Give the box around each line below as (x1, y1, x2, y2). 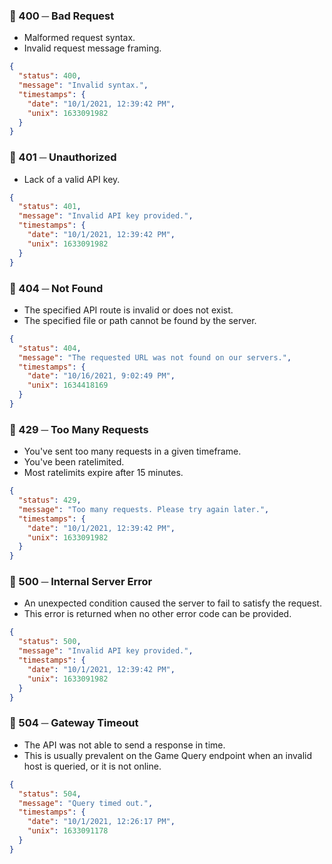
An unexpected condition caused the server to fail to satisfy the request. (23, 597, 322, 609)
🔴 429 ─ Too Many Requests (9, 422, 149, 436)
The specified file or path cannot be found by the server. (23, 314, 257, 326)
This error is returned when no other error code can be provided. (23, 608, 292, 620)
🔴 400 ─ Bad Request (9, 9, 115, 23)
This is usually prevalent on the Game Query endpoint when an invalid (23, 749, 312, 761)
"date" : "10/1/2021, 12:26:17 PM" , (27, 817, 176, 827)
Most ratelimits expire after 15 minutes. (23, 467, 184, 479)
